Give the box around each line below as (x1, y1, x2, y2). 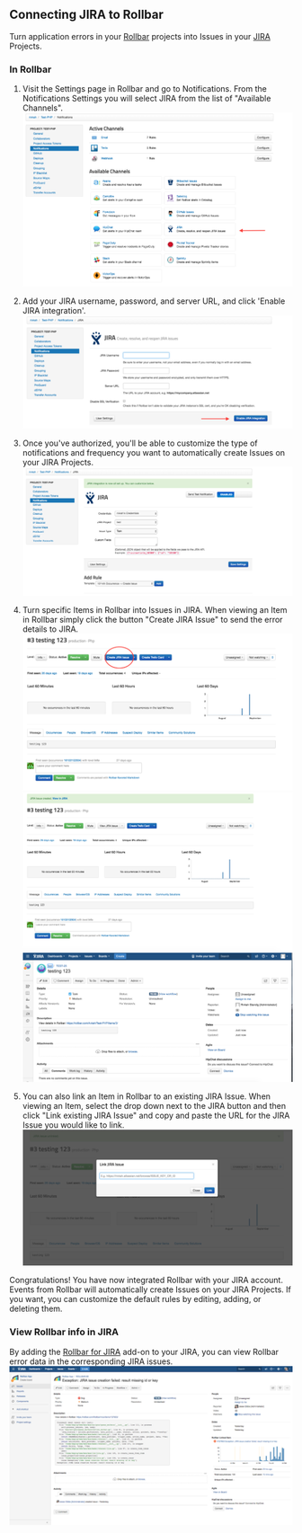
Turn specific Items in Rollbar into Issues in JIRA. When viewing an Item (22, 605, 288, 616)
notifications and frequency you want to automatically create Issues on (22, 447, 286, 458)
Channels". (22, 102, 64, 113)
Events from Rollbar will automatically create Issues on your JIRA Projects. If (9, 1284, 292, 1295)
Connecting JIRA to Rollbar (9, 7, 164, 22)
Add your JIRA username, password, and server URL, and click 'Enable (22, 296, 286, 306)
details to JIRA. (22, 624, 79, 634)
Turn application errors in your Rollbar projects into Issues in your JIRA (9, 31, 271, 41)
